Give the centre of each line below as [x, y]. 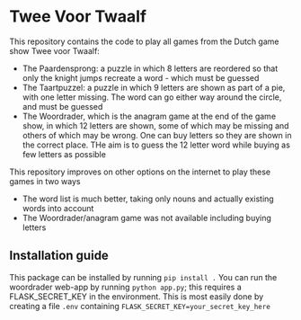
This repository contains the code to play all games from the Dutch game [144, 41]
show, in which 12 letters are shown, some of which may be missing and [155, 125]
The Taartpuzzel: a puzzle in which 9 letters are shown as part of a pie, [154, 87]
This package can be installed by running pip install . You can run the [143, 277]
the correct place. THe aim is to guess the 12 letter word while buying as [156, 145]
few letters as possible [64, 154]
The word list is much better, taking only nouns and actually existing [148, 199]
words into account [58, 208]
